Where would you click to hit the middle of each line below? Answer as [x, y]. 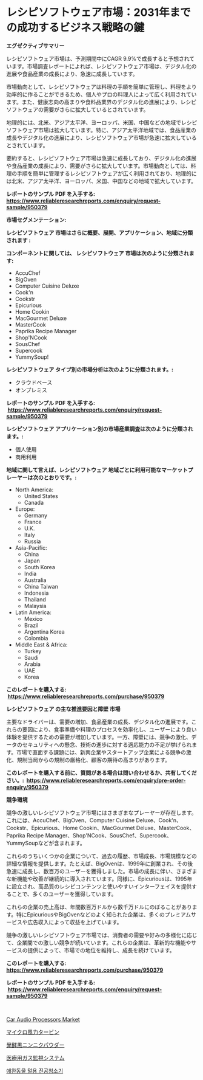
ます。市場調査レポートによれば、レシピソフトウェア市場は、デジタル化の [104, 66]
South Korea [40, 567]
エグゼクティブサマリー [35, 46]
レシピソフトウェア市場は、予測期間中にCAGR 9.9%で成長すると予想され [98, 58]
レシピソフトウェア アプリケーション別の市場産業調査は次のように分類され [100, 429]
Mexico [33, 618]
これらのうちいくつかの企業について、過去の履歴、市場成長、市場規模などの [101, 856]
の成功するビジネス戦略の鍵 [75, 28]
